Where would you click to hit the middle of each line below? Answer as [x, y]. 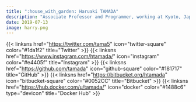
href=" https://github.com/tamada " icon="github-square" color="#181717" [94, 69]
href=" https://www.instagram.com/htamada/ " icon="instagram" [83, 56]
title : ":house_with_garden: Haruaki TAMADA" [62, 11]
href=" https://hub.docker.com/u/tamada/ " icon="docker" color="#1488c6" [96, 87]
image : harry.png [27, 28]
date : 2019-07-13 [27, 22]
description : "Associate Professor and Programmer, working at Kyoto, [94, 17]
